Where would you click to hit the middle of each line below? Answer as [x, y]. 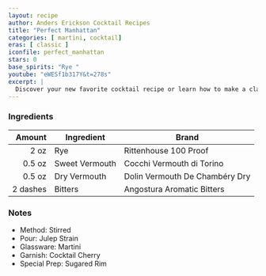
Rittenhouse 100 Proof [166, 150]
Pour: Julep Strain [49, 238]
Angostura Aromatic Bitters [174, 189]
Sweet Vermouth [85, 163]
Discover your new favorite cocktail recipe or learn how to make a [131, 89]
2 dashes [30, 189]
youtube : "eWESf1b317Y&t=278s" [60, 74]
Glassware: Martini [50, 247]
